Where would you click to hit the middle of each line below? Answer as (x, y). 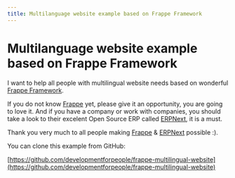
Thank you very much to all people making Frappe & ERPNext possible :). (113, 132)
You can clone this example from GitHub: (67, 146)
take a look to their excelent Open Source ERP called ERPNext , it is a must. (115, 118)
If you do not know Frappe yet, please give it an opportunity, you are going (115, 104)
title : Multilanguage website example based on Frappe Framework (105, 14)
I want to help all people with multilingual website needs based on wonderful (118, 83)
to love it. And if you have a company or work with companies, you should (114, 111)
